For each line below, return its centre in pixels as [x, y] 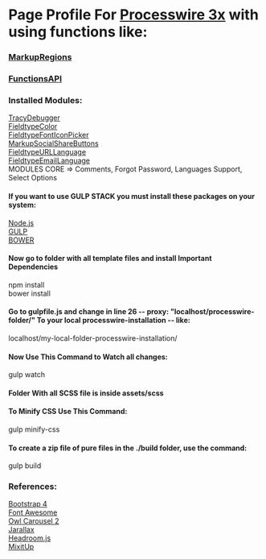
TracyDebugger [34, 118]
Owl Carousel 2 [34, 521]
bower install [29, 293]
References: [33, 487]
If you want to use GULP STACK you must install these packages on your [132, 196]
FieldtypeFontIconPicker [49, 135]
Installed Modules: [45, 100]
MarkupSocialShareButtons [53, 143]
